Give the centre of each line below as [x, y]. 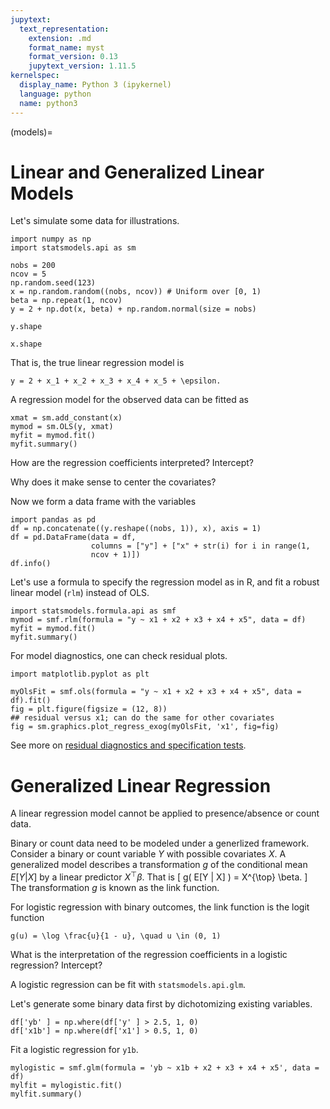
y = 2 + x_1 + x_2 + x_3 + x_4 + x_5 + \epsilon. [116, 381]
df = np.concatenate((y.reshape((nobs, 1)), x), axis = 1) [136, 529]
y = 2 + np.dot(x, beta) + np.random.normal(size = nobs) [133, 309]
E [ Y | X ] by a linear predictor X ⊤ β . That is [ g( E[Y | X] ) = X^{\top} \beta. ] [159, 876]
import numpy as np [51, 239]
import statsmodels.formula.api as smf [93, 611]
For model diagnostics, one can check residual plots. [119, 656]
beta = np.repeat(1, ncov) [66, 301]
